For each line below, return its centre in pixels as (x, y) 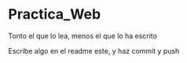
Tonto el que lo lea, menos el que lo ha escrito (82, 36)
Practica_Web (55, 14)
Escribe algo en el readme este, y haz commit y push (94, 51)
